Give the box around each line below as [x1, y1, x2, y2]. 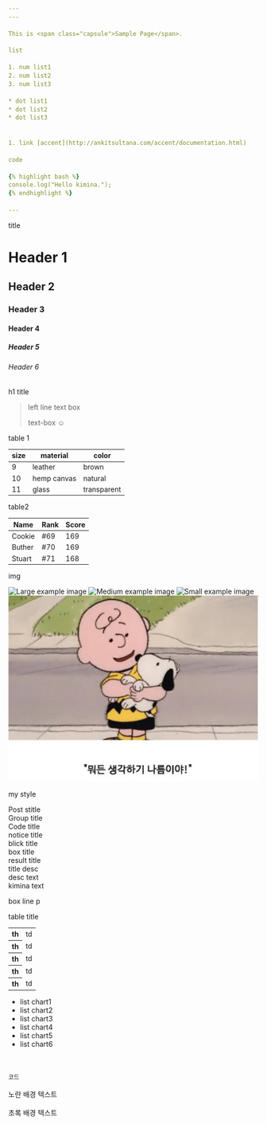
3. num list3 [8, 80, 52, 88]
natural [83, 473, 106, 483]
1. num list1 [8, 64, 52, 72]
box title [8, 847, 35, 856]
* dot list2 [8, 105, 48, 113]
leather [32, 462, 56, 472]
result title [8, 855, 41, 864]
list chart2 [19, 1005, 53, 1015]
